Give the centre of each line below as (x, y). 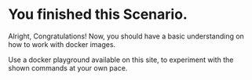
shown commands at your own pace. (68, 67)
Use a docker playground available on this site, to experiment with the (121, 60)
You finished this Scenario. (98, 15)
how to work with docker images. (62, 44)
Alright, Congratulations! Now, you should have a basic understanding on (126, 36)
